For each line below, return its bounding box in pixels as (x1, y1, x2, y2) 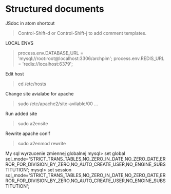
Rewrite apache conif (5, 130, 50, 137)
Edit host (5, 70, 24, 77)
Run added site (5, 110, 37, 117)
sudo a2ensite (17, 120, 48, 126)
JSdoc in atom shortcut (5, 20, 55, 26)
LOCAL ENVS (5, 40, 34, 46)
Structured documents (5, 3, 104, 15)
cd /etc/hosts (17, 81, 46, 87)
